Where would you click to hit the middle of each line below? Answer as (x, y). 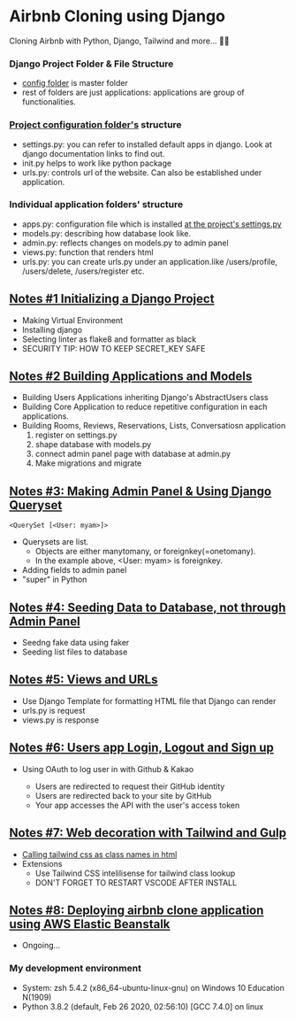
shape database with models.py (93, 445)
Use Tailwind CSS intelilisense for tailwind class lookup (135, 873)
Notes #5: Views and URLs (83, 680)
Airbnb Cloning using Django (117, 16)
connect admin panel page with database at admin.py (133, 454)
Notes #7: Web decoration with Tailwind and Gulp (148, 833)
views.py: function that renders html (87, 252)
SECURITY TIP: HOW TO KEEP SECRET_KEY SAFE (114, 348)
